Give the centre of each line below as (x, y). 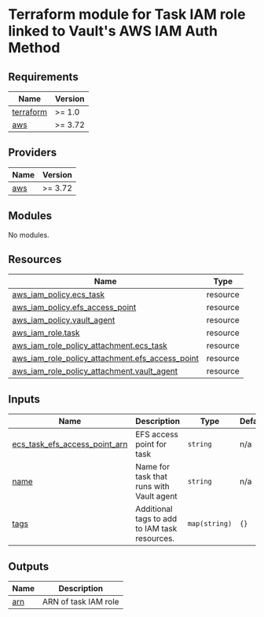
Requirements (43, 77)
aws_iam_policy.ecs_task (59, 294)
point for (151, 444)
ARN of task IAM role (81, 602)
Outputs (29, 566)
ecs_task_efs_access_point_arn (70, 444)
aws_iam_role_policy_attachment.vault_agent (95, 371)
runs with (152, 487)
